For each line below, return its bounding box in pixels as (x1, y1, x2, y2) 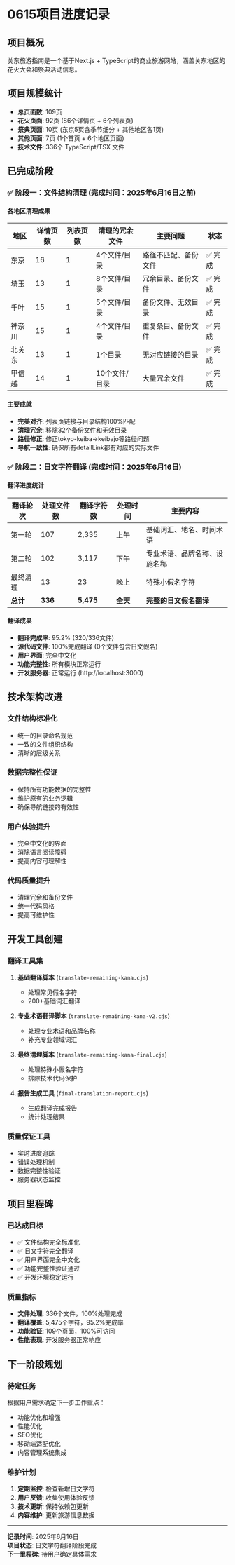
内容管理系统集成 (17, 1449, 67, 1457)
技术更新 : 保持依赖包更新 (17, 1502, 89, 1511)
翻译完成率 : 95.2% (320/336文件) (17, 633, 114, 642)
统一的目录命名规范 (17, 731, 73, 740)
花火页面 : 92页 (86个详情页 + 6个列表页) (17, 116, 134, 125)
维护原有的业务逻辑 (17, 794, 73, 802)
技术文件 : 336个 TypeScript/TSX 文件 (17, 142, 124, 151)
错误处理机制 (17, 1158, 55, 1166)
